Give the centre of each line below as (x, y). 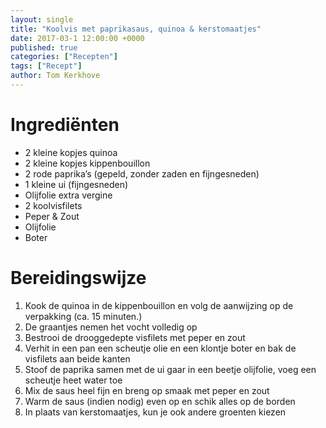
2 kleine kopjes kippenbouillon (87, 163)
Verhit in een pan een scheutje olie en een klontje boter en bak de (160, 348)
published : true (44, 47)
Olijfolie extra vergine (68, 195)
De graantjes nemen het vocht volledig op (111, 327)
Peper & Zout (52, 216)
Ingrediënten (65, 125)
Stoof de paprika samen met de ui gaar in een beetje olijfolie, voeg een (170, 369)
